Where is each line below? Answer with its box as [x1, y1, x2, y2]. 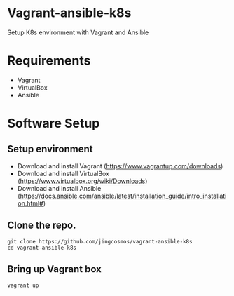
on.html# [17, 199, 43, 208]
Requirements [7, 53, 91, 69]
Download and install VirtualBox [17, 169, 110, 177]
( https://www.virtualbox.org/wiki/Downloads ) [17, 177, 148, 185]
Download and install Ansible [17, 184, 102, 192]
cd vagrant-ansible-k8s [7, 244, 77, 251]
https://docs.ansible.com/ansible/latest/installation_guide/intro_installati [20, 191, 227, 200]
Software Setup [7, 116, 100, 131]
